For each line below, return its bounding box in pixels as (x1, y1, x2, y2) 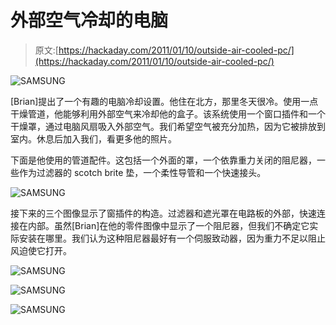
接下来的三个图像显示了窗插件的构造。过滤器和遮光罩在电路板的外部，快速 (10, 207, 317, 219)
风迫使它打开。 (10, 244, 72, 256)
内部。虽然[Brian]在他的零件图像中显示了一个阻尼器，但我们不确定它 (27, 219, 310, 231)
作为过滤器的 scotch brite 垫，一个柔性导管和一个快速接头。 (18, 166, 267, 178)
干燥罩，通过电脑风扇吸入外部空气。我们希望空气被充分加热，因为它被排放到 (10, 120, 326, 132)
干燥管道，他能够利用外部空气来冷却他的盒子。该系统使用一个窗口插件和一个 (10, 107, 326, 120)
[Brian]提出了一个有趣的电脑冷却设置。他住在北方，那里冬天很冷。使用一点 (10, 95, 319, 107)
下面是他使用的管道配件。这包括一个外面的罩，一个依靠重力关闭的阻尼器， (10, 154, 317, 166)
